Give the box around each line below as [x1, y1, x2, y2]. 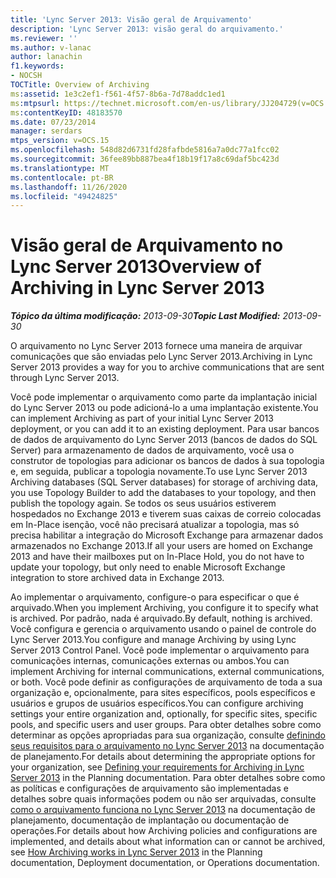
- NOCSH [10, 71, 43, 81]
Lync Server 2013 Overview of [10, 256, 262, 278]
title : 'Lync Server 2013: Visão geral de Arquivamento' [10, 14, 253, 25]
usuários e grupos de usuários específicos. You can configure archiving [10, 697, 304, 710]
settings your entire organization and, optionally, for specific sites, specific [10, 708, 318, 720]
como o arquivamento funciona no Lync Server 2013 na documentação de [10, 804, 316, 816]
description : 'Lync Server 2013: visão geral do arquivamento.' [10, 24, 284, 34]
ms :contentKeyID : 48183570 [10, 107, 123, 118]
